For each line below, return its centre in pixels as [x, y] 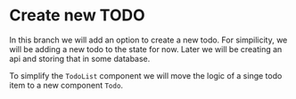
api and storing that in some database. [80, 58]
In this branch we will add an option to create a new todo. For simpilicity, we [148, 40]
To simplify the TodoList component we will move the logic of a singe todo [146, 75]
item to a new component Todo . [66, 85]
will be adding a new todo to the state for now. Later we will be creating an [146, 49]
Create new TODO [77, 15]
